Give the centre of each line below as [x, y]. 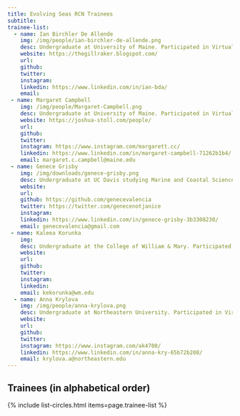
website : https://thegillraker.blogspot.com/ [89, 54]
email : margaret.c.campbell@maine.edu [78, 160]
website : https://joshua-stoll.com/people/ [86, 120]
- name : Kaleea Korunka [46, 233]
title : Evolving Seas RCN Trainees [60, 14]
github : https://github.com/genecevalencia [86, 200]
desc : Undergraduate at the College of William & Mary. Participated [126, 246]
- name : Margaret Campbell [51, 101]
